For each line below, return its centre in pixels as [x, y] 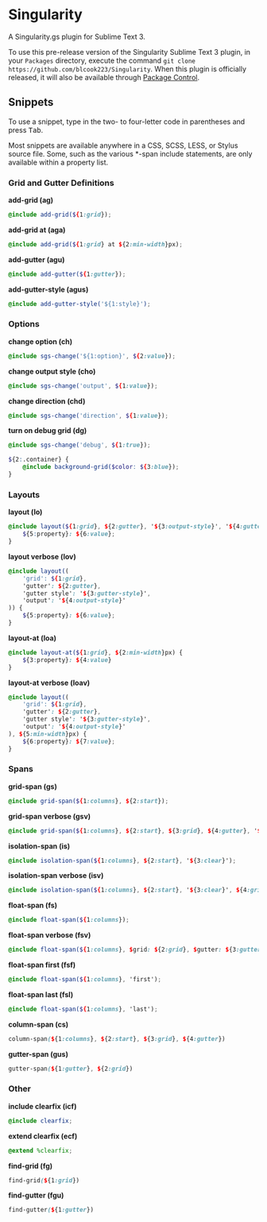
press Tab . [26, 130]
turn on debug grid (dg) [48, 431]
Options [24, 324]
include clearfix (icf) [43, 1106]
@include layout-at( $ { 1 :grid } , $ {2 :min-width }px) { [95, 652]
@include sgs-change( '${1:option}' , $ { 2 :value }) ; [92, 356]
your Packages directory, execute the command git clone [102, 60]
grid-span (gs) [33, 786]
